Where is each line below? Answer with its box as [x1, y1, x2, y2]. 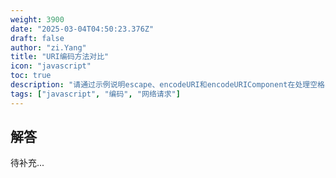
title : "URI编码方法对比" [10, 52, 110, 62]
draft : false [10, 33, 65, 43]
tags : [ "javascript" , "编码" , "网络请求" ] [10, 89, 181, 99]
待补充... [10, 157, 45, 169]
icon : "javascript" [10, 61, 92, 71]
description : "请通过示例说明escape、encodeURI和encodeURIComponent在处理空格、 [10, 80, 333, 90]
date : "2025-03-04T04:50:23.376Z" [10, 24, 155, 34]
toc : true [10, 71, 52, 81]
